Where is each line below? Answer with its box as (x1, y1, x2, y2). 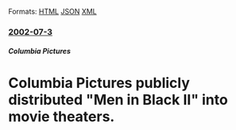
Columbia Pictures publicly (8, 74, 191, 92)
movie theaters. (8, 107, 115, 125)
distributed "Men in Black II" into (8, 90, 228, 109)
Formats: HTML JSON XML (8, 7, 97, 16)
